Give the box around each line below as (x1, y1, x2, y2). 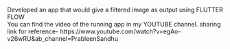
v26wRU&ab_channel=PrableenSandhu (7, 35, 119, 42)
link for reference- (7, 27, 59, 35)
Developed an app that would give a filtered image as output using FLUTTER (7, 5, 223, 14)
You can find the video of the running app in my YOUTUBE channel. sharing (7, 20, 221, 28)
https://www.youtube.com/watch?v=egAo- (60, 27, 181, 35)
